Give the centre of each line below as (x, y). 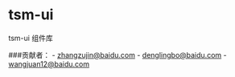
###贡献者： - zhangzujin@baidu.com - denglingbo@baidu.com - (117, 55)
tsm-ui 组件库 (31, 38)
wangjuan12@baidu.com (49, 64)
